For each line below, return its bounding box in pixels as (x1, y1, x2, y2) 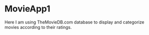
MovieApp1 (4, 3, 50, 14)
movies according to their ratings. (4, 24, 72, 30)
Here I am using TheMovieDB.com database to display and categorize (4, 19, 145, 25)
